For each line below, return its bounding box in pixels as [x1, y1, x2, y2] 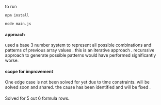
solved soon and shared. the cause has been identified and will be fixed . [5, 84, 151, 90]
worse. [5, 57, 19, 64]
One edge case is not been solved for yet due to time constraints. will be [5, 79, 150, 85]
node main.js [5, 21, 32, 26]
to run [5, 4, 17, 9]
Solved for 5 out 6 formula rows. [5, 95, 69, 101]
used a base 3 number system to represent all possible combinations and [5, 42, 152, 48]
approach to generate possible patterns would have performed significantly [5, 52, 156, 58]
